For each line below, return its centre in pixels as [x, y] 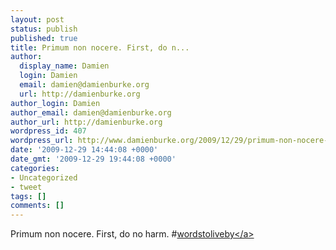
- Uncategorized [44, 177]
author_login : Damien [55, 103]
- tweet [26, 187]
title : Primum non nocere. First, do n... [100, 47]
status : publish [44, 29]
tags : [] [28, 196]
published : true [44, 38]
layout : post [37, 19]
